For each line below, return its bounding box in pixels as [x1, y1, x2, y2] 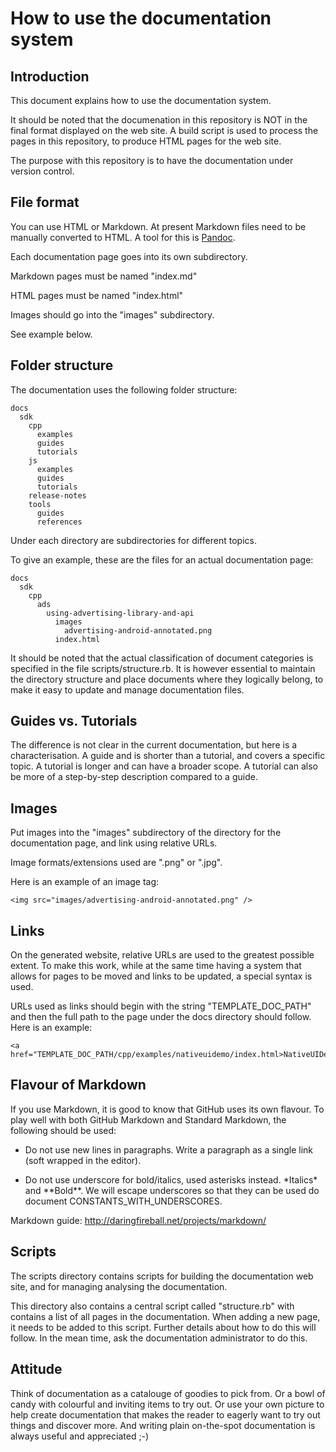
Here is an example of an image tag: [10, 876, 160, 888]
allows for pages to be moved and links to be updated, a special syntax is [10, 970, 313, 982]
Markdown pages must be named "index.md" [10, 270, 198, 282]
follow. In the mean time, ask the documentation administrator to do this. [10, 1332, 308, 1344]
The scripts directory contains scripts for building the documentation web [10, 1270, 314, 1282]
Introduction [10, 68, 90, 85]
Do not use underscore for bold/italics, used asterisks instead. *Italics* [24, 1173, 318, 1186]
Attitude [10, 1361, 63, 1378]
